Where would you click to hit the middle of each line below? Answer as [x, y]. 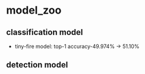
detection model [37, 65]
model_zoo [34, 10]
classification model [45, 32]
